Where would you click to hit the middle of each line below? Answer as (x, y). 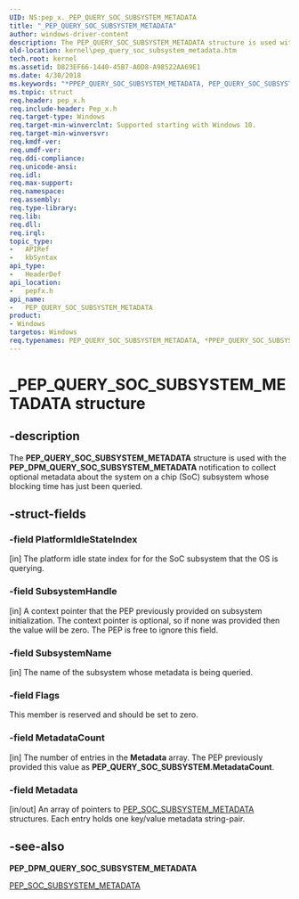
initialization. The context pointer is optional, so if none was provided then (145, 620)
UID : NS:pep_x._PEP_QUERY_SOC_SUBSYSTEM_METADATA (103, 17)
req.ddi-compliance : (48, 158)
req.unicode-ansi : (43, 167)
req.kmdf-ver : (36, 142)
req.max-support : (41, 184)
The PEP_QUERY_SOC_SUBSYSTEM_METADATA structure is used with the (148, 458)
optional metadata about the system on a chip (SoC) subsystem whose (139, 477)
